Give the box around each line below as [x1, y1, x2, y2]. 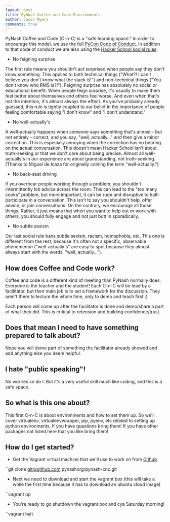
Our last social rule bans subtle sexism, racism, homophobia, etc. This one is [5, 233, 165, 239]
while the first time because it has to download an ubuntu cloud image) [12, 481, 161, 487]
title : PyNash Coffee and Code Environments [5, 12, 101, 17]
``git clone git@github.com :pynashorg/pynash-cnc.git [5, 466, 117, 472]
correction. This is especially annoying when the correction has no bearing [5, 140, 161, 146]
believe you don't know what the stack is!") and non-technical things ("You [5, 77, 161, 83]
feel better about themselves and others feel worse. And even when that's [5, 93, 160, 99]
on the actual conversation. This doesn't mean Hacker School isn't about [5, 145, 157, 151]
